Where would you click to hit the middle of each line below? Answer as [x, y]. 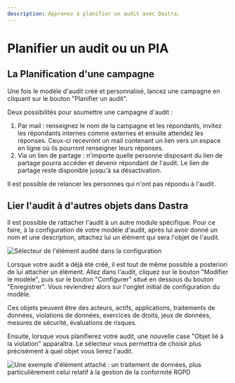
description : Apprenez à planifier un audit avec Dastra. [94, 14]
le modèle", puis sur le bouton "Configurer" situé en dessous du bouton [110, 279]
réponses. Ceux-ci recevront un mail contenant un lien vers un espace [119, 140]
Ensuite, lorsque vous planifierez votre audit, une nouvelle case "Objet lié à [115, 336]
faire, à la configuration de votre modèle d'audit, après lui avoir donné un [113, 230]
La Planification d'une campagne [81, 74]
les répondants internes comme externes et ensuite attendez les [110, 133]
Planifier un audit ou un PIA [88, 48]
